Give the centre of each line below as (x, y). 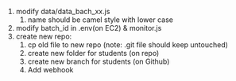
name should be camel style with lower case (100, 20)
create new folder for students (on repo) (93, 53)
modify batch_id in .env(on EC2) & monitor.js (89, 28)
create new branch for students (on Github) (99, 61)
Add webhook (50, 70)
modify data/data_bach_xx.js (63, 11)
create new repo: (44, 36)
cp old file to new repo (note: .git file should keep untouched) (128, 45)
